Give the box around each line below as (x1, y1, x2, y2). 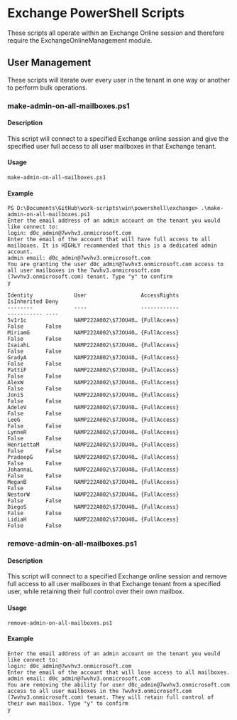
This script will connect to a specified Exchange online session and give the (7, 134, 229, 143)
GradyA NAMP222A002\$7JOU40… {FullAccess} (7, 354, 180, 361)
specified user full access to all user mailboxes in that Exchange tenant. (7, 142, 216, 150)
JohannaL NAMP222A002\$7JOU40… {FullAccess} (7, 466, 180, 474)
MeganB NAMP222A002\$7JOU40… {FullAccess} (7, 479, 180, 486)
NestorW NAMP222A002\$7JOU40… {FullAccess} (7, 491, 180, 499)
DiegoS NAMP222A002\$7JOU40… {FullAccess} (7, 504, 180, 511)
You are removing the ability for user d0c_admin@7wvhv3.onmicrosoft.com (7, 681, 231, 688)
